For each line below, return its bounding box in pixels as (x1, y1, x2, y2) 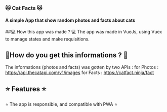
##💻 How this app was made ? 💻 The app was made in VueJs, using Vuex (5, 29, 162, 35)
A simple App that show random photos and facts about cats (5, 17, 136, 23)
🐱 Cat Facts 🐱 (5, 5, 43, 12)
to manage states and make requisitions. (5, 36, 90, 42)
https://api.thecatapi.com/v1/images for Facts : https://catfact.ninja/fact (5, 69, 154, 76)
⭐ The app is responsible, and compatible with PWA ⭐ (5, 101, 118, 107)
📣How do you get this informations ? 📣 (5, 51, 128, 59)
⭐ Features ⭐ (5, 85, 47, 93)
